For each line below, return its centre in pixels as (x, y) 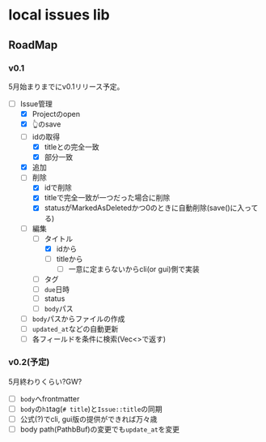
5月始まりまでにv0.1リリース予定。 (66, 86)
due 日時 (57, 289)
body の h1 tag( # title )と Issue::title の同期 (91, 409)
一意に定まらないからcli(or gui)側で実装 (134, 268)
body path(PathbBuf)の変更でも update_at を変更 (100, 429)
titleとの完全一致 (72, 147)
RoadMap (33, 45)
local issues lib (59, 15)
